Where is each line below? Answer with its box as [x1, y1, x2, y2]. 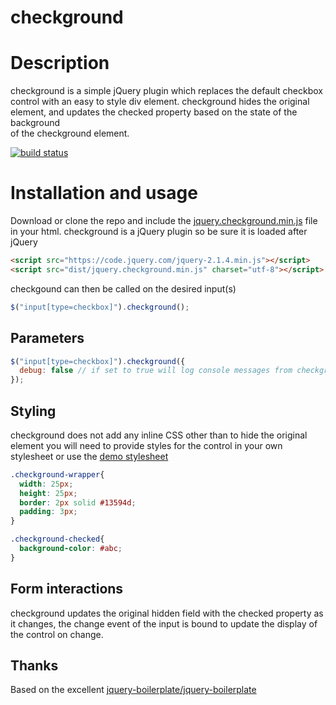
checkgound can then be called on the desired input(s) [10, 282, 237, 295]
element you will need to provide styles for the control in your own [10, 439, 283, 451]
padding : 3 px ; [19, 507, 78, 517]
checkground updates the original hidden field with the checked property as [10, 607, 324, 619]
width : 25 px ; [19, 479, 74, 489]
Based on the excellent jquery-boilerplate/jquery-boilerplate [10, 684, 257, 696]
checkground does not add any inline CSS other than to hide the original [10, 429, 308, 441]
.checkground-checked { [10, 534, 105, 545]
